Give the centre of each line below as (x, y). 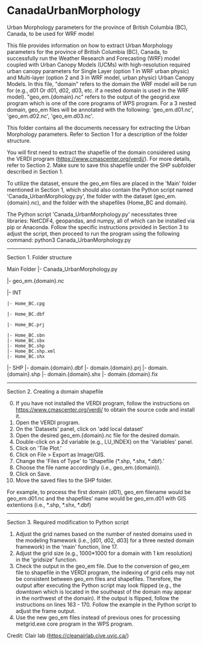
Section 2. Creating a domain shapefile (55, 391)
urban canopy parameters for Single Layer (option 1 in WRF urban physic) (98, 71)
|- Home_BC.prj (26, 325)
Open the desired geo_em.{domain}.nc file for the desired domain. (98, 435)
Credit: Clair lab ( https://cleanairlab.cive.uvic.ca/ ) (68, 635)
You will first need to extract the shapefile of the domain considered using (98, 152)
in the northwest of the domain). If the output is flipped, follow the (97, 598)
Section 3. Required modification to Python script (68, 522)
